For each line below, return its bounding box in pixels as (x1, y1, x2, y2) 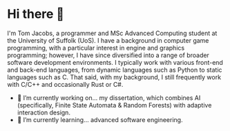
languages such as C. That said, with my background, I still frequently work (7, 72, 222, 81)
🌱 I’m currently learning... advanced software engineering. (17, 115, 183, 123)
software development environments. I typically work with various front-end (7, 58, 223, 66)
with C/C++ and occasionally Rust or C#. (7, 80, 124, 88)
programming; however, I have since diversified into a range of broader (7, 51, 209, 59)
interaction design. (17, 108, 71, 117)
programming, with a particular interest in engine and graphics (7, 43, 185, 52)
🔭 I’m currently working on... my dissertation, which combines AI (17, 93, 201, 102)
